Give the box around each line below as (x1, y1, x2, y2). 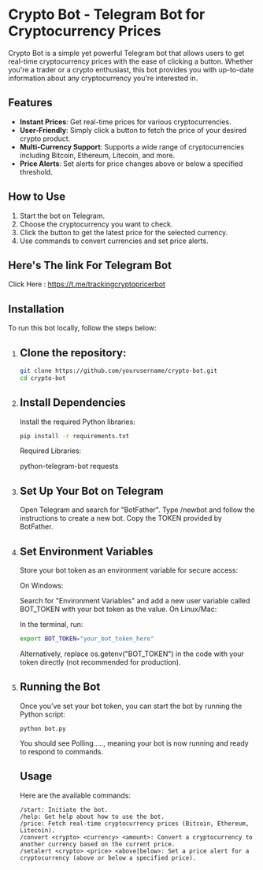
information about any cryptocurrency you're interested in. (8, 73, 198, 83)
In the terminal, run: (19, 620, 83, 629)
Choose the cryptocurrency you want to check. (19, 219, 173, 229)
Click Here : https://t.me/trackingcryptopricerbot (8, 279, 165, 289)
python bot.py (19, 724, 66, 732)
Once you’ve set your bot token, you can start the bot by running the (19, 701, 243, 710)
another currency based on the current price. (19, 840, 176, 848)
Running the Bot (19, 680, 101, 694)
